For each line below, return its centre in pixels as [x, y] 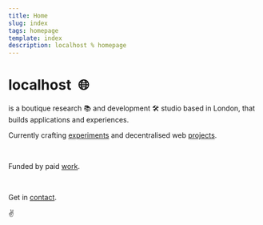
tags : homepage [34, 30]
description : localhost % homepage [68, 46]
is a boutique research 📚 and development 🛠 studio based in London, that [132, 108]
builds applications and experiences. [69, 120]
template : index [35, 38]
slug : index [28, 23]
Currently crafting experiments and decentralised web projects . [113, 135]
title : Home [28, 16]
